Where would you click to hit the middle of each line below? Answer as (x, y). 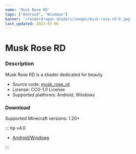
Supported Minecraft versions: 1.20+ (43, 118)
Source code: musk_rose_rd (41, 84)
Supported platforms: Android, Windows (54, 94)
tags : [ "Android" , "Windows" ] (36, 14)
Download (18, 107)
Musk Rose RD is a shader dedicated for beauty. (54, 75)
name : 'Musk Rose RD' (28, 10)
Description (20, 64)
